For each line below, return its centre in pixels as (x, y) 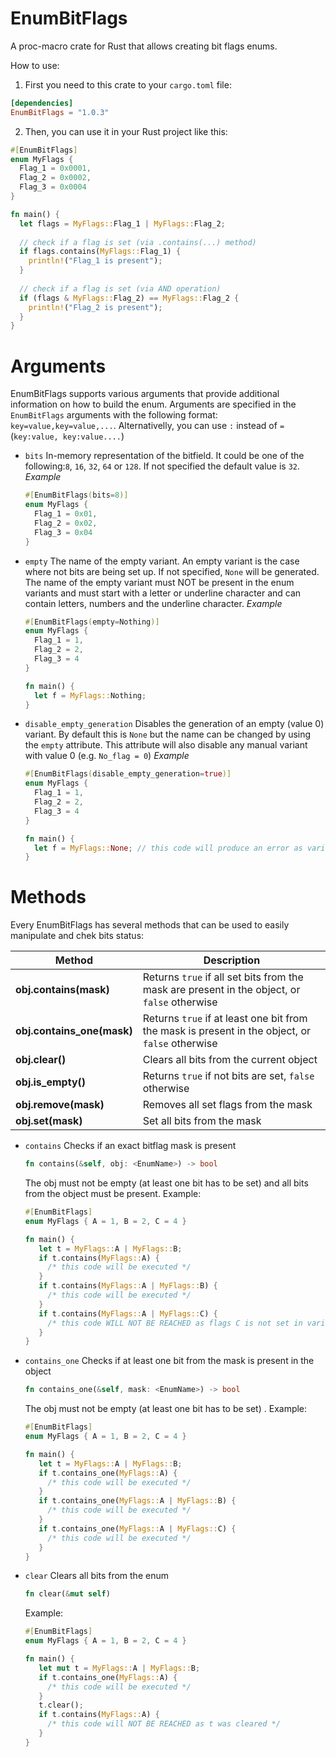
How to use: (35, 65)
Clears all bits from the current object (230, 1060)
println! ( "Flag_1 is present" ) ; (95, 261)
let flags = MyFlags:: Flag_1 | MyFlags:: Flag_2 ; (122, 223)
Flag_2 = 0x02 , (66, 523)
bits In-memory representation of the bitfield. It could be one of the (164, 456)
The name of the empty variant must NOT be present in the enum (159, 582)
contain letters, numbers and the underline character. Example (153, 603)
